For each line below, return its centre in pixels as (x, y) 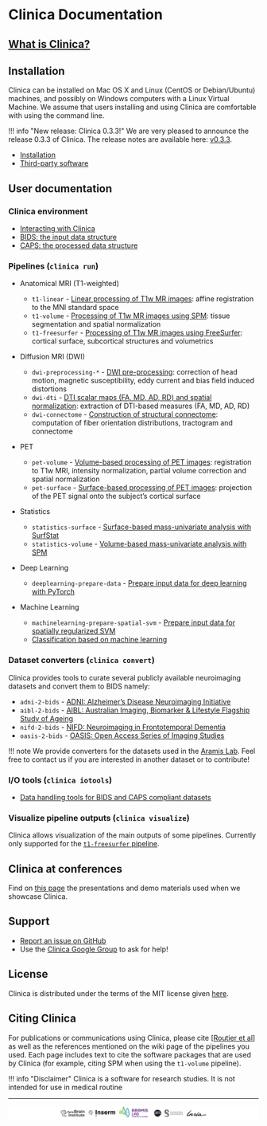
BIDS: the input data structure (68, 237)
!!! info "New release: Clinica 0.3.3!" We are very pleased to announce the (128, 131)
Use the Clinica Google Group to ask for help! (94, 949)
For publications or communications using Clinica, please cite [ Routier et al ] (132, 1038)
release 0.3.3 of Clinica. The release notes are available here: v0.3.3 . (120, 139)
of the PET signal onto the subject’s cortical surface (116, 496)
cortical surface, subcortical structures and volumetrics (122, 341)
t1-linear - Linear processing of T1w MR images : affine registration (143, 299)
